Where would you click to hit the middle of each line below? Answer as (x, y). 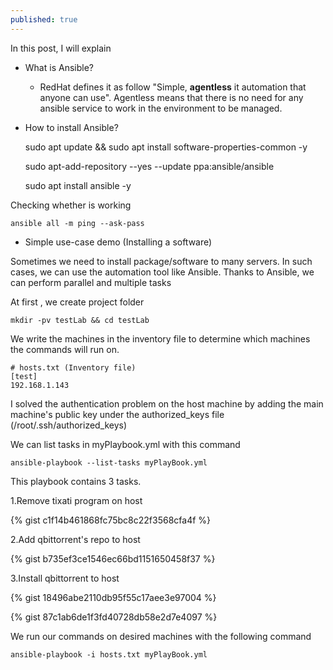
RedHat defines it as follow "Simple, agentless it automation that (173, 87)
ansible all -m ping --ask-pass (77, 223)
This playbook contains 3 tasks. (76, 481)
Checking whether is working (71, 205)
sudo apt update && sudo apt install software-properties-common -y (166, 147)
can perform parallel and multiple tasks (91, 282)
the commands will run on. (65, 349)
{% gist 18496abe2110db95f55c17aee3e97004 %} (113, 597)
